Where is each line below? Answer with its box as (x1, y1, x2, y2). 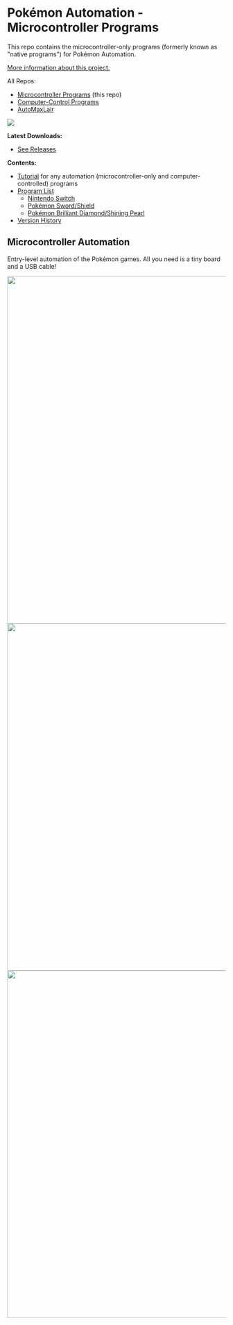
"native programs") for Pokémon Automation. (7, 50, 137, 58)
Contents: (7, 158, 37, 167)
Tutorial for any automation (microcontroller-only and (17, 172, 169, 180)
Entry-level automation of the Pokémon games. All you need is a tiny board (7, 255, 221, 263)
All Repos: (7, 76, 36, 85)
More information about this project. (7, 63, 110, 72)
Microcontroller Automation (7, 236, 130, 248)
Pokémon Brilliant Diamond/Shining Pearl (27, 208, 145, 217)
